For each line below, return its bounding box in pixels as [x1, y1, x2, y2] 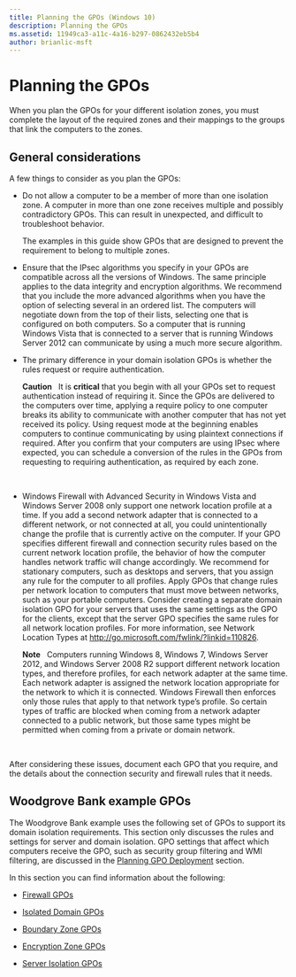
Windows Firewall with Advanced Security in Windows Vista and [21, 491, 256, 501]
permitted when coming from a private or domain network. [21, 725, 236, 735]
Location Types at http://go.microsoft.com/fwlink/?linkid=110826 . [21, 632, 259, 642]
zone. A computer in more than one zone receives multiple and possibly [21, 200, 285, 210]
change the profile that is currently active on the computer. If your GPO [21, 529, 281, 539]
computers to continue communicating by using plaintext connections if [21, 429, 284, 438]
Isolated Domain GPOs [21, 906, 104, 917]
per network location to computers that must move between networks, [21, 585, 279, 595]
